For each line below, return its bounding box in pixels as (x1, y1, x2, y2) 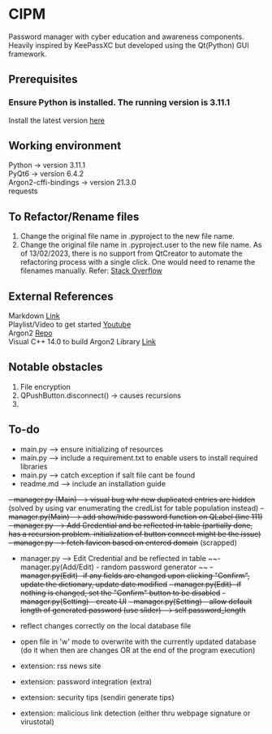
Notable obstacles (8, 361, 103, 374)
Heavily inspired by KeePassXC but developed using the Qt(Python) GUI (8, 40, 249, 50)
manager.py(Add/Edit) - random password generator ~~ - (19, 562, 214, 572)
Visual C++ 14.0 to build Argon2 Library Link (8, 337, 157, 347)
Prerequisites (8, 72, 78, 86)
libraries (19, 461, 48, 471)
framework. (8, 49, 47, 58)
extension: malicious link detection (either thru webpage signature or (19, 708, 251, 718)
